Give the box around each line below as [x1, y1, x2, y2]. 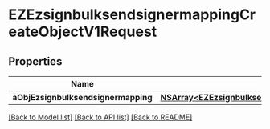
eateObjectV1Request [8, 22, 157, 41]
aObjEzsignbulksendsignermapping [12, 92, 153, 103]
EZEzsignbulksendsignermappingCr [8, 6, 256, 24]
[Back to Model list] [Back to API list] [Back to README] [8, 112, 193, 122]
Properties [8, 54, 63, 68]
